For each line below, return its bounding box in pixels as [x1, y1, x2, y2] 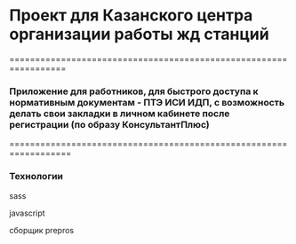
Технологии [9, 170, 64, 183]
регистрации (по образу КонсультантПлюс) [9, 118, 211, 130]
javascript [9, 208, 46, 218]
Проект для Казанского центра [9, 5, 253, 26]
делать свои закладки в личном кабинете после [9, 107, 230, 120]
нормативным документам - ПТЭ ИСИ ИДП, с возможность [9, 96, 285, 108]
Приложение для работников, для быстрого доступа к [9, 85, 260, 98]
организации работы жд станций [9, 24, 269, 44]
